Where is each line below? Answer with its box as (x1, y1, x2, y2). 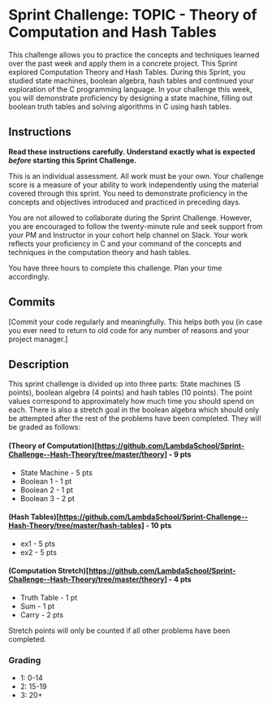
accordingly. (8, 271, 50, 281)
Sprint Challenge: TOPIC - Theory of (8, 6, 257, 24)
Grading (8, 654, 41, 665)
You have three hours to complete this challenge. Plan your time (8, 262, 222, 273)
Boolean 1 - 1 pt (19, 476, 72, 486)
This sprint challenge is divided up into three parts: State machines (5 (8, 379, 241, 389)
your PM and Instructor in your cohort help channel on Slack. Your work (8, 230, 248, 240)
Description (8, 357, 69, 371)
